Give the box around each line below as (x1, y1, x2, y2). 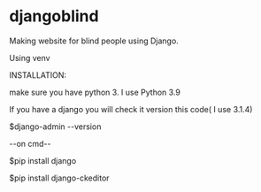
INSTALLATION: (9, 69, 67, 81)
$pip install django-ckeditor (9, 173, 110, 183)
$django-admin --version (9, 121, 102, 132)
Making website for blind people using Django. (9, 35, 179, 46)
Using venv (9, 52, 50, 63)
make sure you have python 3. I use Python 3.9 (9, 87, 181, 97)
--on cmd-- (9, 138, 51, 149)
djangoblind (9, 6, 99, 27)
